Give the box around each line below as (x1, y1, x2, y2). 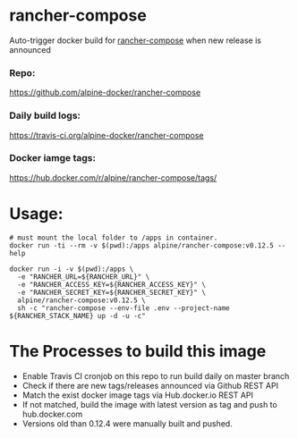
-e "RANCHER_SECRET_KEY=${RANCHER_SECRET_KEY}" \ (17, 288, 206, 297)
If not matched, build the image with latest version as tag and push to (21, 399, 277, 409)
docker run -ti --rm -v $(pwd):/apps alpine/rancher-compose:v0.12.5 (9, 240, 275, 250)
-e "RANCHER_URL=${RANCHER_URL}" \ (17, 272, 150, 282)
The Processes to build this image (9, 341, 267, 361)
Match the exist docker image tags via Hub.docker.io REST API (21, 390, 253, 400)
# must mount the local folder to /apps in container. (9, 233, 218, 242)
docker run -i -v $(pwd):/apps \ (9, 265, 134, 274)
